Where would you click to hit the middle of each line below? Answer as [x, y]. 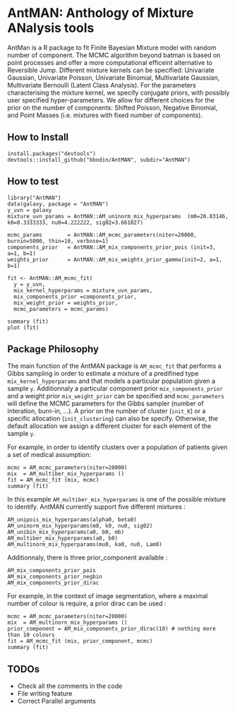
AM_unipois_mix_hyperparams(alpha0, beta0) [72, 520]
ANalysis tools [51, 28]
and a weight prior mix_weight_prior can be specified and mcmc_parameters [116, 396]
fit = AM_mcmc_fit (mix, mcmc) [53, 480]
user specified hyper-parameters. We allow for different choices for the [111, 100]
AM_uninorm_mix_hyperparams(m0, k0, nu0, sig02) [80, 526]
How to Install [38, 137]
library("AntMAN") [34, 198]
